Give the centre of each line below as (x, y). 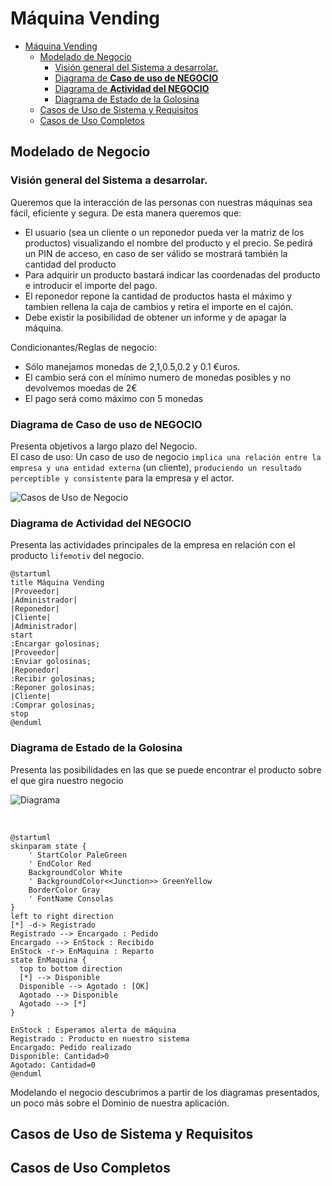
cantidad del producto (70, 264)
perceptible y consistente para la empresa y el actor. (122, 478)
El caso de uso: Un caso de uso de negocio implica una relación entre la (166, 456)
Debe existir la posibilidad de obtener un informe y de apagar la (155, 317)
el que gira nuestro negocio (67, 780)
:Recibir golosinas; (53, 679)
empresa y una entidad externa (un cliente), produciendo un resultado (156, 467)
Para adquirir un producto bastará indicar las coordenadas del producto (172, 274)
